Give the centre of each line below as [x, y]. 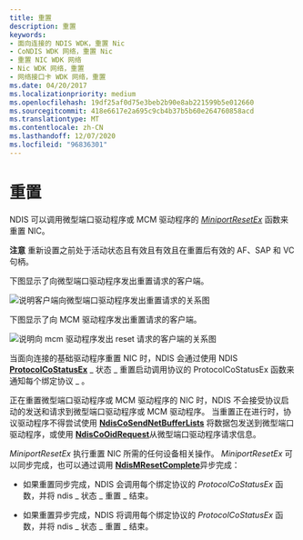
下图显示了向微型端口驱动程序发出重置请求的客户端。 [109, 280]
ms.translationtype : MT [55, 119]
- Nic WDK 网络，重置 [47, 69]
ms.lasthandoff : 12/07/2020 [63, 136]
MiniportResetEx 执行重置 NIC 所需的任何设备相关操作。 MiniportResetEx [146, 453]
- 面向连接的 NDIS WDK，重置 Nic [67, 43]
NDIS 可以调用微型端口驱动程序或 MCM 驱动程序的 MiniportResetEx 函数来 [149, 219]
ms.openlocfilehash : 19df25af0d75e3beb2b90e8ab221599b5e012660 [132, 102]
